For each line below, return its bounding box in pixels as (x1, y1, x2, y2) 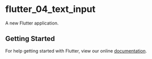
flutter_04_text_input (5, 3, 96, 15)
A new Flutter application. (5, 20, 59, 26)
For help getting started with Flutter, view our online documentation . (5, 47, 147, 53)
